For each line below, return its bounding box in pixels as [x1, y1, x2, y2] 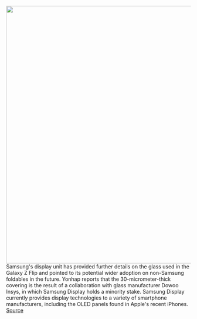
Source [6, 307, 23, 314]
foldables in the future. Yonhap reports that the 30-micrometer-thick [6, 275, 171, 283]
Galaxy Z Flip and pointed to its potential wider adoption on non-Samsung [6, 270, 185, 276]
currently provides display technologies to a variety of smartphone [6, 294, 167, 301]
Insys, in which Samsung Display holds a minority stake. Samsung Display [6, 288, 185, 295]
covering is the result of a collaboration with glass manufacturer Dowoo [6, 282, 179, 288]
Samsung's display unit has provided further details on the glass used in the [6, 263, 189, 270]
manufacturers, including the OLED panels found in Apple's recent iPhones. [6, 301, 189, 307]
